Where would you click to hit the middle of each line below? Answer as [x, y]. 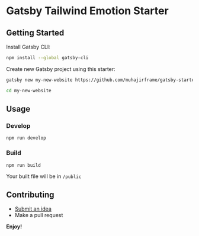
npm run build [24, 165]
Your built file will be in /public [44, 176]
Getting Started [35, 33]
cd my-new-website [29, 90]
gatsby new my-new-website [39, 80]
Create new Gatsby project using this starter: [61, 69]
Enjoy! [14, 227]
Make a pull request [39, 215]
